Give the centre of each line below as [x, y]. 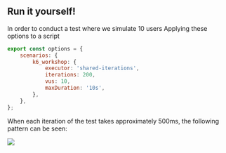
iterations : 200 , [70, 75]
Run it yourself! [41, 12]
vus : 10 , [58, 81]
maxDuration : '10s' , [75, 88]
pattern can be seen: [38, 128]
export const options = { [45, 48]
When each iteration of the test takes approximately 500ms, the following [113, 121]
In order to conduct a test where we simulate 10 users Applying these [107, 28]
